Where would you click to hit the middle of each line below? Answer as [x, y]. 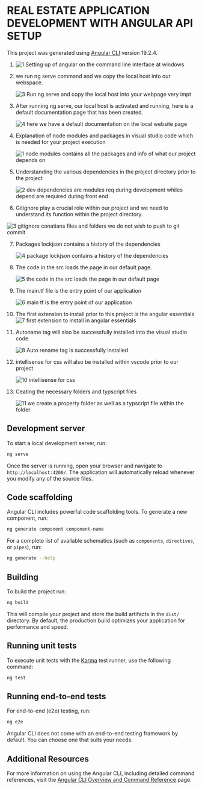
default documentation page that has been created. [79, 112]
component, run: [27, 518]
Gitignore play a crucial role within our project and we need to [92, 208]
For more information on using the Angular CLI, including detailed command [101, 773]
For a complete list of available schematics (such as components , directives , [101, 541]
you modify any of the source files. [50, 478]
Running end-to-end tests [57, 696]
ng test [17, 678]
